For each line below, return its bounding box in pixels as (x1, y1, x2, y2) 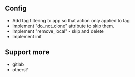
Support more (5, 48, 50, 57)
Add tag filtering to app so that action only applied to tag (12, 17, 130, 23)
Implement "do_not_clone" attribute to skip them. (12, 23, 114, 29)
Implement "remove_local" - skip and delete (12, 28, 104, 34)
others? (12, 66, 28, 72)
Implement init (12, 33, 42, 39)
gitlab (12, 61, 24, 67)
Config (5, 4, 27, 13)
